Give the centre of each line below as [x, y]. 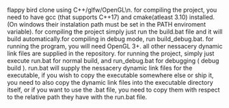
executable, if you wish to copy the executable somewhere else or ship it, [110, 75]
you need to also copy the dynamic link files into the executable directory [110, 82]
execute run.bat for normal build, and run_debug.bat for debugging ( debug [113, 60]
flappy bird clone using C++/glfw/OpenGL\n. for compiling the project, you [112, 10]
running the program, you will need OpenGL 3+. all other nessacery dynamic [115, 46]
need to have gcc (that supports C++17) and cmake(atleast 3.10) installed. [111, 17]
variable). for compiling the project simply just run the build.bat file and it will [115, 31]
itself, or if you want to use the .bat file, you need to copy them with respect [113, 90]
